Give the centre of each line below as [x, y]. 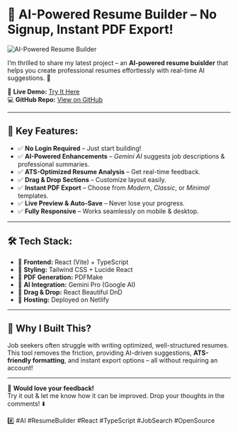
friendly [19, 360]
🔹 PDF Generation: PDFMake [60, 277]
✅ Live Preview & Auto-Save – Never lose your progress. [101, 203]
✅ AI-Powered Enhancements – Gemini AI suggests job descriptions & [121, 156]
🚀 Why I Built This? [50, 328]
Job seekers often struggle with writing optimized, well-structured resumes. [118, 346]
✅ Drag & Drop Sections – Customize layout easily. [92, 179]
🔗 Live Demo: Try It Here [44, 91]
